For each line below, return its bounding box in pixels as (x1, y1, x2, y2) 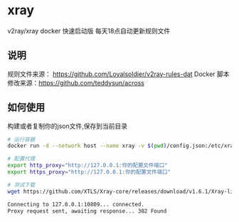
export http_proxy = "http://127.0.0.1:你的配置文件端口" (7, 162, 169, 169)
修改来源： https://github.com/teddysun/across (7, 78, 144, 87)
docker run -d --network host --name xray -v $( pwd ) (7, 142, 167, 149)
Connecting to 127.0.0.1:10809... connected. (7, 201, 144, 208)
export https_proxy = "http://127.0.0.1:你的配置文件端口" (7, 169, 171, 176)
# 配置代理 (7, 155, 36, 162)
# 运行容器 (7, 136, 36, 143)
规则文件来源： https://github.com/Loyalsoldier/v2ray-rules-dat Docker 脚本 (7, 70, 230, 78)
